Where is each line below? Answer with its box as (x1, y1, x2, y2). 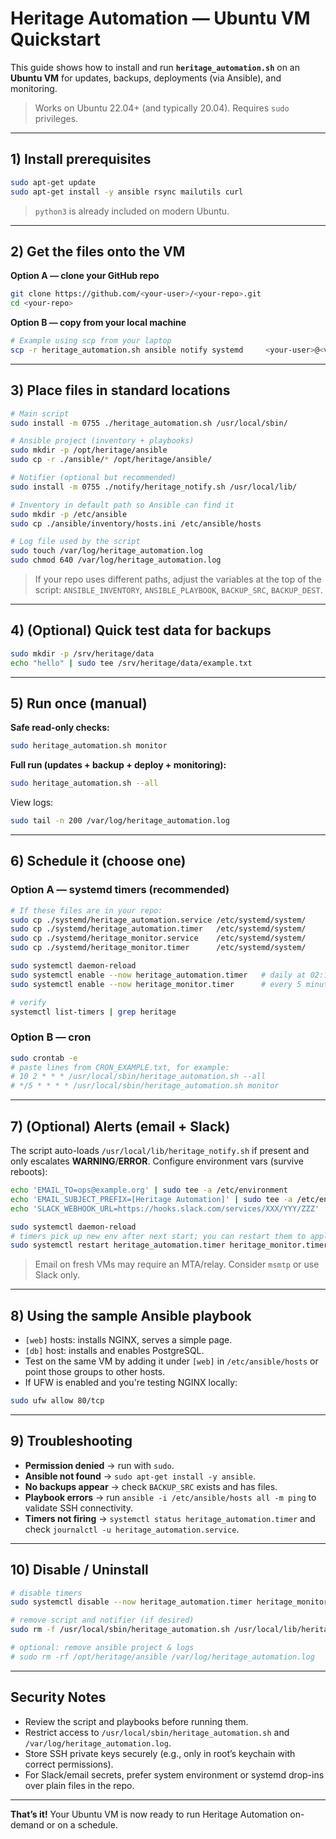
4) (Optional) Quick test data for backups (10, 622, 272, 639)
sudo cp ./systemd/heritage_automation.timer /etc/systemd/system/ (10, 924, 307, 934)
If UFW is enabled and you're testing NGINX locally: (24, 1377, 238, 1389)
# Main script (10, 408, 70, 419)
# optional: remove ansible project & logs (10, 1643, 195, 1653)
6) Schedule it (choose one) (10, 853, 187, 870)
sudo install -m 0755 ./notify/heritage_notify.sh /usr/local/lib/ (10, 482, 298, 492)
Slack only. (34, 1269, 81, 1281)
